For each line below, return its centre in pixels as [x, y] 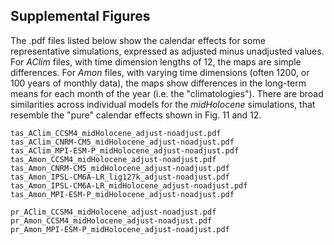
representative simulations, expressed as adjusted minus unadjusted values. [167, 51]
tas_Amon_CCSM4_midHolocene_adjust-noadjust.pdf [113, 159]
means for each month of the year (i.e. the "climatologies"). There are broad [167, 93]
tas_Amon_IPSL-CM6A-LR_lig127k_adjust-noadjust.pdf [120, 177]
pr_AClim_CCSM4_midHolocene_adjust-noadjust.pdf [113, 212]
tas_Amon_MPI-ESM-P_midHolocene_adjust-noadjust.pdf [122, 194]
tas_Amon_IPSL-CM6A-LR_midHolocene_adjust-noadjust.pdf [129, 185]
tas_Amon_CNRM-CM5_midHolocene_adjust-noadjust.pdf [120, 168]
